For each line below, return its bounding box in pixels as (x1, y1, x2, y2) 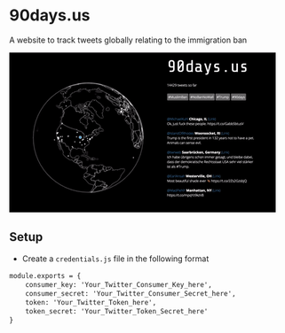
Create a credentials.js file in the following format (21, 253, 210, 264)
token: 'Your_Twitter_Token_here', (25, 298, 157, 306)
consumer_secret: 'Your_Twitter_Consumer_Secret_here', (25, 289, 237, 298)
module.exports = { (9, 271, 82, 280)
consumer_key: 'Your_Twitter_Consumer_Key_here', (25, 280, 213, 289)
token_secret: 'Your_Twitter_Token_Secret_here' (25, 306, 209, 315)
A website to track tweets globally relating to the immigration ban (9, 35, 248, 45)
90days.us (9, 5, 91, 26)
